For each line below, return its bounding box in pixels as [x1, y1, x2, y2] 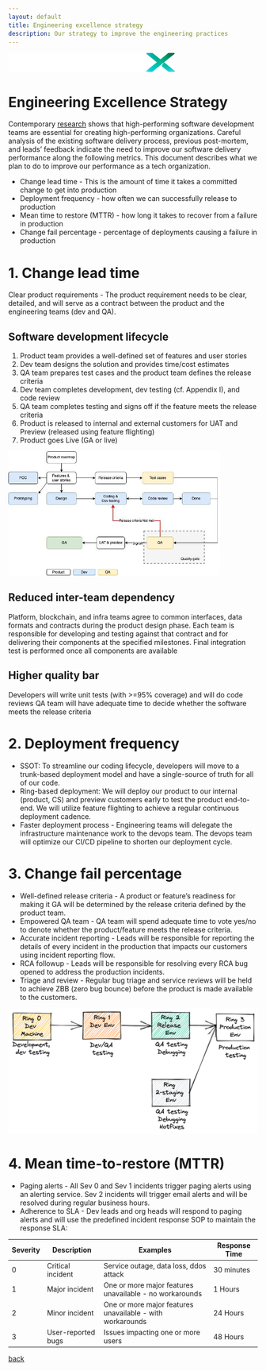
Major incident [47, 1284, 94, 1294]
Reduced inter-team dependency [8, 591, 176, 604]
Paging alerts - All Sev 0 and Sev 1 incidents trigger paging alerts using [19, 1180, 252, 1191]
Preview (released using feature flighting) [19, 427, 155, 437]
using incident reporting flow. [19, 950, 116, 960]
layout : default [8, 13, 62, 21]
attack [103, 1269, 124, 1279]
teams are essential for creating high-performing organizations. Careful [8, 128, 241, 137]
